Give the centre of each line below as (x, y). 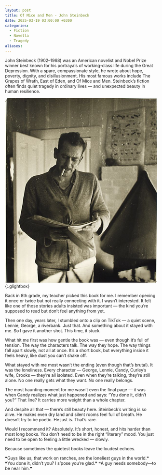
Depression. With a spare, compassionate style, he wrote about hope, (74, 71)
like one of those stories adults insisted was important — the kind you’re (77, 306)
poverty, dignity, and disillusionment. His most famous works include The (78, 76)
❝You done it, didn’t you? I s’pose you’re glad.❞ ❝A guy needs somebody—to (81, 463)
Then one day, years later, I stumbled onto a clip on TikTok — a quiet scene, (80, 320)
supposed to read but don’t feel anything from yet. (55, 311)
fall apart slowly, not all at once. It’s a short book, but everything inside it (77, 350)
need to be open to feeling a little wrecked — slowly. (57, 439)
